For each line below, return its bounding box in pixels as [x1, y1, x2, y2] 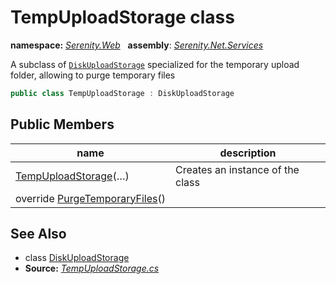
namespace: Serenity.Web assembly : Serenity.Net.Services [10, 39, 264, 51]
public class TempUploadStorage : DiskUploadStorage [10, 88, 235, 98]
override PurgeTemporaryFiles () [15, 191, 167, 205]
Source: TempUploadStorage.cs [24, 262, 160, 275]
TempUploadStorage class [10, 6, 235, 29]
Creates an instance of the [175, 162, 300, 176]
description [219, 146, 277, 160]
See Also [10, 226, 67, 243]
